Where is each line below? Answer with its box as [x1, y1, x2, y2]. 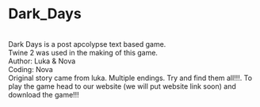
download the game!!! [8, 90, 79, 99]
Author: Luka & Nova [8, 56, 76, 66]
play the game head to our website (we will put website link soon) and [8, 81, 236, 91]
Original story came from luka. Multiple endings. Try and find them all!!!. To [8, 73, 252, 82]
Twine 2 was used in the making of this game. [8, 48, 159, 57]
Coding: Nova [8, 64, 53, 74]
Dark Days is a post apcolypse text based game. [8, 39, 166, 48]
